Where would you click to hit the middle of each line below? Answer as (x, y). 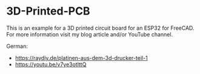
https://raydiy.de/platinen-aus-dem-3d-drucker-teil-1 (82, 58)
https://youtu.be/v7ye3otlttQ (51, 64)
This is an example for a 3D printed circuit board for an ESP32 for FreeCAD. (100, 28)
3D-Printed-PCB (48, 11)
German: (17, 46)
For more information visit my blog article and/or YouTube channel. (90, 34)
